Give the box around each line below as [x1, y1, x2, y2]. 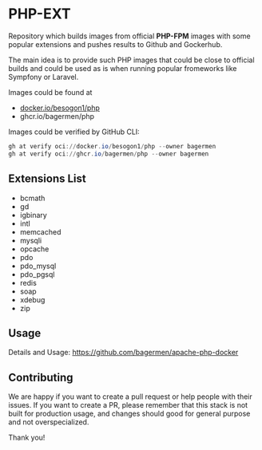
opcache [19, 244, 50, 254]
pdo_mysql [19, 261, 57, 270]
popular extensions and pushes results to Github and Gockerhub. [8, 39, 223, 49]
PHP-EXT [8, 5, 71, 23]
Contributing [8, 370, 73, 384]
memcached [19, 227, 62, 236]
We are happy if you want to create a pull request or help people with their [8, 392, 253, 401]
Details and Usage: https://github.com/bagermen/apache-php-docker [8, 348, 239, 357]
